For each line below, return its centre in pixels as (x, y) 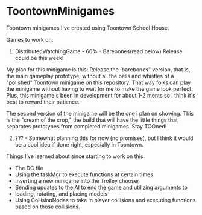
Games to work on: (30, 39)
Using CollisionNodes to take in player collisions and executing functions (105, 200)
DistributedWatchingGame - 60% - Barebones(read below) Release (99, 51)
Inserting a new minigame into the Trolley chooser (77, 180)
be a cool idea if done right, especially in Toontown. (79, 144)
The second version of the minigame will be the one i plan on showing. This (100, 113)
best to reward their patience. (43, 102)
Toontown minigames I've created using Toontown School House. (88, 28)
